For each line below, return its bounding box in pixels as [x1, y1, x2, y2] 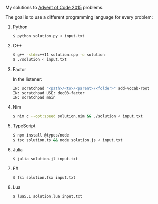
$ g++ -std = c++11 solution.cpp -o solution [12, 52, 105, 57]
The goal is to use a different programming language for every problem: [5, 14, 153, 20]
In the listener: [12, 76, 43, 82]
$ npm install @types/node [12, 133, 69, 138]
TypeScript [12, 123, 36, 129]
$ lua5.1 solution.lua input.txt [12, 194, 83, 199]
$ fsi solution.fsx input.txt [12, 175, 76, 180]
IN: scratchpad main [12, 95, 56, 100]
